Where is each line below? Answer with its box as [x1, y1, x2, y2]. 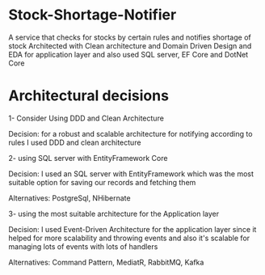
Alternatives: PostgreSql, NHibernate [8, 192, 131, 203]
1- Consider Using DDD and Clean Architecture [8, 113, 164, 123]
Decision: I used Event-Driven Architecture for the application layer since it [8, 224, 257, 234]
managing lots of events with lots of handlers [8, 241, 158, 252]
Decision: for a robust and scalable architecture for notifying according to [8, 129, 253, 138]
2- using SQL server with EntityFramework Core [8, 153, 168, 163]
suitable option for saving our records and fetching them [8, 177, 196, 187]
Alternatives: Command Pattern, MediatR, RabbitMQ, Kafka [8, 257, 204, 267]
